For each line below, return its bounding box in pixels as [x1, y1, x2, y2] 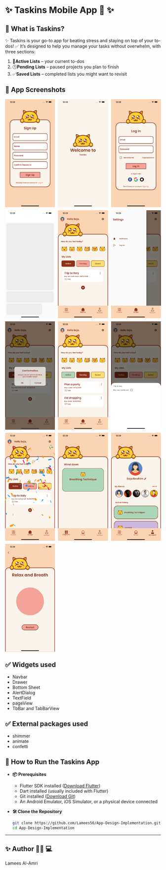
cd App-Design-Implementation [12, 825, 75, 831]
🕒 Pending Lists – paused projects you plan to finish [12, 64, 119, 70]
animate [12, 738, 29, 744]
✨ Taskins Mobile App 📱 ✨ [5, 4, 115, 16]
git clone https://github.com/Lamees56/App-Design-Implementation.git [12, 820, 161, 825]
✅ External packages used [5, 720, 88, 728]
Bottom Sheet [12, 684, 41, 690]
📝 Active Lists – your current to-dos [12, 58, 85, 64]
